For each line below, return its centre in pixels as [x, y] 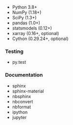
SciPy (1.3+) [24, 18]
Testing [14, 51]
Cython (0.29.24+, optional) [40, 39]
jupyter [19, 117]
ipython [20, 112]
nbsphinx [22, 96]
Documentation [24, 75]
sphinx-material [28, 91]
